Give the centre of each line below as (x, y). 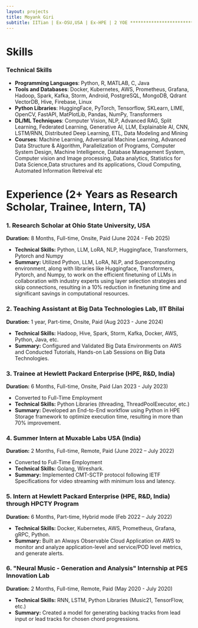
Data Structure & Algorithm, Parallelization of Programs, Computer (95, 146)
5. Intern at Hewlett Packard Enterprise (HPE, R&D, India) (88, 497)
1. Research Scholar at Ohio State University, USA (78, 225)
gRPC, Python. (32, 534)
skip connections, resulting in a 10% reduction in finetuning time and (98, 287)
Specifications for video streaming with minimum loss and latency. (95, 481)
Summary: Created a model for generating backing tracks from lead (98, 612)
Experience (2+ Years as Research (92, 195)
